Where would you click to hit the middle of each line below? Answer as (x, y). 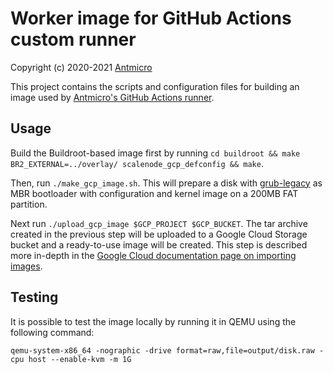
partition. (29, 204)
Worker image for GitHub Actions (151, 18)
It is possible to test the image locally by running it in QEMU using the (153, 321)
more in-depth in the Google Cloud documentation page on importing (153, 255)
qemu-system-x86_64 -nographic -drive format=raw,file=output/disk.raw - (167, 350)
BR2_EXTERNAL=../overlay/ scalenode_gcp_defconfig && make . (137, 163)
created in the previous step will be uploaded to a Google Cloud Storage (159, 234)
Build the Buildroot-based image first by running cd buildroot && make (155, 153)
